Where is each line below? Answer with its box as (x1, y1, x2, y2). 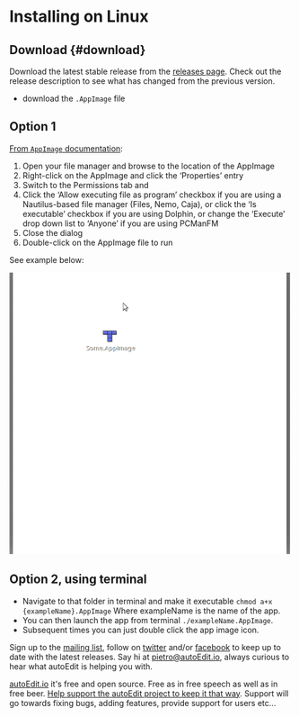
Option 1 (9, 119, 57, 134)
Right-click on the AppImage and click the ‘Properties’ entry (22, 169, 244, 181)
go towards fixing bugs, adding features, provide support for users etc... (9, 697, 277, 708)
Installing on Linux (9, 6, 149, 27)
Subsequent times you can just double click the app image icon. (22, 624, 259, 635)
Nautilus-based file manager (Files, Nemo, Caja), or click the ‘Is (22, 198, 258, 209)
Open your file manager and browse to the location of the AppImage (22, 160, 276, 171)
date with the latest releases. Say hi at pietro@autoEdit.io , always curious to (9, 651, 290, 662)
